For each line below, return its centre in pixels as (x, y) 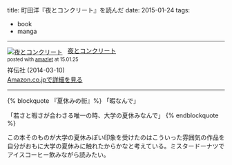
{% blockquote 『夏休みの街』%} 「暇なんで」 (74, 100)
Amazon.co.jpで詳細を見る (45, 80)
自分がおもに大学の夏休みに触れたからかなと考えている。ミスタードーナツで (116, 146)
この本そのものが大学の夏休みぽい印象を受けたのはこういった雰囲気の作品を (116, 137)
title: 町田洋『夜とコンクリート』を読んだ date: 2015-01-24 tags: (99, 10)
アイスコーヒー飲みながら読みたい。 (58, 155)
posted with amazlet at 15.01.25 (43, 59)
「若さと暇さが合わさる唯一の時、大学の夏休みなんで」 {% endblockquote (113, 115)
